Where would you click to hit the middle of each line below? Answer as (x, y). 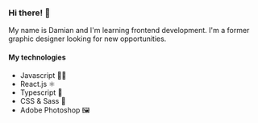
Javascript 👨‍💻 (43, 75)
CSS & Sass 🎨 (43, 100)
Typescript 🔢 (41, 92)
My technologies (37, 57)
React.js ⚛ (37, 84)
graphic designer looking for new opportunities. (87, 39)
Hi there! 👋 (29, 13)
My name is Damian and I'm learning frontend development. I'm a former (129, 31)
